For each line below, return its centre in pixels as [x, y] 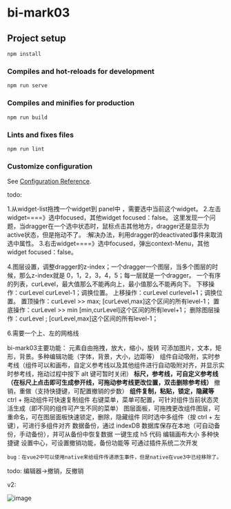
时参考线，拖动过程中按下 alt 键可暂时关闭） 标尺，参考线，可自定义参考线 [113, 374]
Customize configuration [50, 166]
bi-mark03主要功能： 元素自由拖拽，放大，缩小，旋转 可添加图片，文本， [111, 348]
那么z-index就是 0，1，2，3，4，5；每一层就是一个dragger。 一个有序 [120, 276]
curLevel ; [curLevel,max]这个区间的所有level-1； [89, 318]
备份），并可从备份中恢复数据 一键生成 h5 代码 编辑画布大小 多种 [122, 434]
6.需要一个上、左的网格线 [43, 334]
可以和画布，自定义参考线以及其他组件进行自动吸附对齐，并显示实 [131, 365]
